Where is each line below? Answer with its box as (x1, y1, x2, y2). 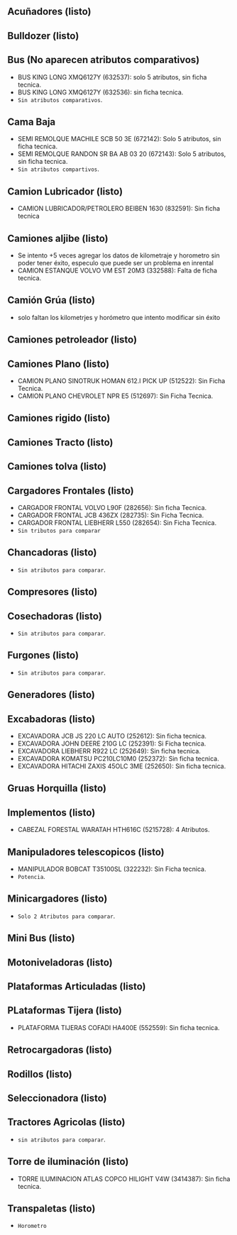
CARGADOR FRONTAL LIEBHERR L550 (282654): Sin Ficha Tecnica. (17, 519, 217, 527)
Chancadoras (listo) (7, 546, 97, 559)
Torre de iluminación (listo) (7, 1156, 129, 1168)
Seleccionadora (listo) (7, 1092, 108, 1104)
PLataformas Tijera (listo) (7, 1004, 123, 1017)
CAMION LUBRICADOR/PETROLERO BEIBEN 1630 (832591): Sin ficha (17, 204, 221, 213)
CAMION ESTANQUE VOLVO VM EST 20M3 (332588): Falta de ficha (17, 266, 218, 275)
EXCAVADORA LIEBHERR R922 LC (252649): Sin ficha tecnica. (17, 747, 201, 755)
